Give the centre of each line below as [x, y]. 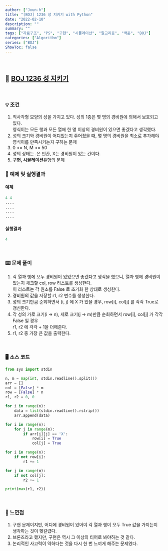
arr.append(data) [32, 415]
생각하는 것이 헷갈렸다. [34, 531]
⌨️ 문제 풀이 [18, 263]
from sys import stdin [29, 369]
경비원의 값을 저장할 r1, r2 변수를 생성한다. [53, 295]
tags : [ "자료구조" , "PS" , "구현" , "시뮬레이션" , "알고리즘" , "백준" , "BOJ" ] [78, 33]
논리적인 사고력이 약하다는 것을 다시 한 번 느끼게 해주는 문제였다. [75, 543]
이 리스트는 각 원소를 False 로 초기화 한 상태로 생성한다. [66, 289]
